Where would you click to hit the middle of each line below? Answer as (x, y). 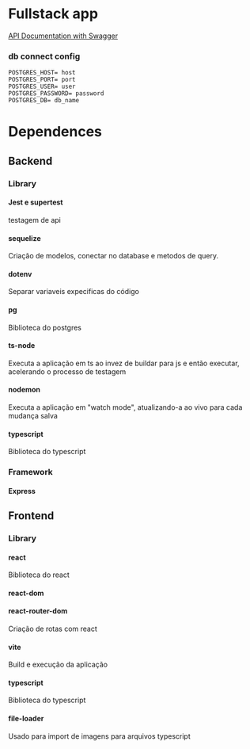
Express (22, 491)
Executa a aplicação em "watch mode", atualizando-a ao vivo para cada (125, 407)
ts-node (22, 346)
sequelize (25, 238)
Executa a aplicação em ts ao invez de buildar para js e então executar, (124, 363)
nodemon (25, 390)
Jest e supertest (36, 202)
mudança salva (33, 415)
